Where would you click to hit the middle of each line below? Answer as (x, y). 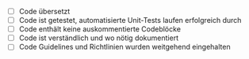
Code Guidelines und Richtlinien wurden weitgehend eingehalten (125, 47)
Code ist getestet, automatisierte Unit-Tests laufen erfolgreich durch (130, 20)
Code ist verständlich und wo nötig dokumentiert (99, 38)
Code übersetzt (44, 11)
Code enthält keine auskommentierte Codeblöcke (100, 29)
